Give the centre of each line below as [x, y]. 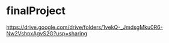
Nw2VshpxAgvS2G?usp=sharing [47, 33]
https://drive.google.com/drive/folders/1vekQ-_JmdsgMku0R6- [85, 27]
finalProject [36, 11]
